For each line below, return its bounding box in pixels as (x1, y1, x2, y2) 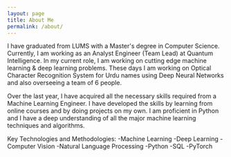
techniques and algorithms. (7, 122, 85, 130)
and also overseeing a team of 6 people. (7, 79, 122, 87)
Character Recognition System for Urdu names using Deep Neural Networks (7, 71, 224, 80)
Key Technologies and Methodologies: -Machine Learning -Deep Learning (7, 135, 219, 143)
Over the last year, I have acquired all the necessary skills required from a (7, 92, 216, 100)
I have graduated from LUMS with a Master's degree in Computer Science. (7, 42, 220, 50)
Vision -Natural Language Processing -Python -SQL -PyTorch (37, 142, 213, 151)
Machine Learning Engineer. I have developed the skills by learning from (7, 100, 213, 108)
